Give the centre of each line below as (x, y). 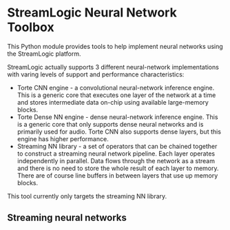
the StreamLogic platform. (44, 54)
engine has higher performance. (63, 138)
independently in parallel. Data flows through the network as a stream (116, 160)
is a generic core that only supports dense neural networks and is (110, 124)
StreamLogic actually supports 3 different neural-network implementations (113, 67)
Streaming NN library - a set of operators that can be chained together (117, 146)
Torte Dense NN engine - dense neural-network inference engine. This (117, 117)
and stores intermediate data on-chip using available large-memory (113, 102)
